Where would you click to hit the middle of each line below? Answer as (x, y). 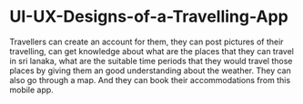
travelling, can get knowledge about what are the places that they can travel (151, 51)
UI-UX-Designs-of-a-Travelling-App (149, 17)
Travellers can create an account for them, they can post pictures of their (146, 42)
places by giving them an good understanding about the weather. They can (150, 71)
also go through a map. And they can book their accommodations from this (150, 80)
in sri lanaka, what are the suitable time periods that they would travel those (151, 61)
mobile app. (32, 90)
